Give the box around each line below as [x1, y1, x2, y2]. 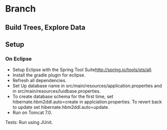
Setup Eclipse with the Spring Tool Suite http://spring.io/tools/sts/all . [12, 67, 153, 73]
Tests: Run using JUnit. [5, 119, 53, 125]
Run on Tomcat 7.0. [12, 109, 53, 116]
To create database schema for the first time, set [12, 94, 114, 100]
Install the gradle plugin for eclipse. [12, 72, 86, 78]
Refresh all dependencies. [12, 78, 67, 84]
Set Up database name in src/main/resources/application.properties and [12, 83, 162, 89]
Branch [5, 3, 36, 15]
